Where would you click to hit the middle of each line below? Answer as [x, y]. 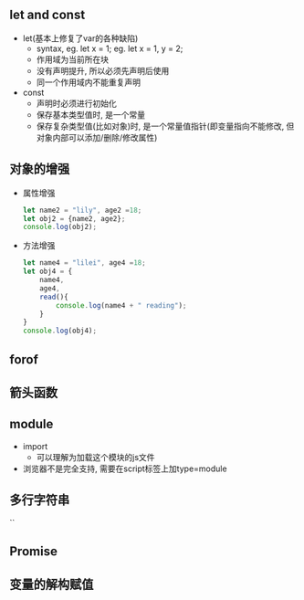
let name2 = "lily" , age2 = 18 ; [82, 210]
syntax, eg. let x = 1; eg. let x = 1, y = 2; [110, 48]
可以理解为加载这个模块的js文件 [95, 457]
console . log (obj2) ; [60, 227]
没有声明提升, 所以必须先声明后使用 [103, 70]
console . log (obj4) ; [60, 331]
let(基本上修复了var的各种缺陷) [80, 38]
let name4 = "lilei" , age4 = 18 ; [84, 263]
